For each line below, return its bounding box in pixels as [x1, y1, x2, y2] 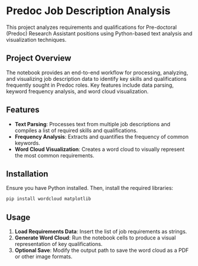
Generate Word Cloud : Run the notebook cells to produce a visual [14, 234, 176, 241]
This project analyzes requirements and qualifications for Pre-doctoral [6, 24, 177, 31]
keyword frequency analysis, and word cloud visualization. [6, 87, 149, 95]
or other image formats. [14, 253, 73, 260]
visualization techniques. [6, 36, 67, 43]
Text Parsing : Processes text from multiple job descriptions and [14, 120, 170, 127]
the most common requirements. [14, 152, 95, 159]
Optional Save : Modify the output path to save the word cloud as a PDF [14, 247, 189, 254]
